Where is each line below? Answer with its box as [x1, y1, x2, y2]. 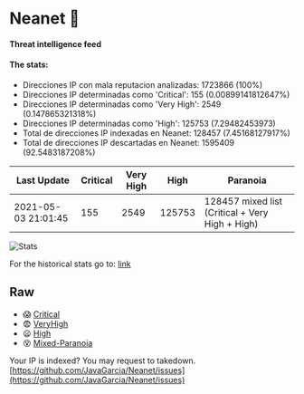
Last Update [16, 174, 71, 187]
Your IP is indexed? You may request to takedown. [9, 355, 196, 366]
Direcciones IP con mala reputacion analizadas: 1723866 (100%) [22, 79, 263, 90]
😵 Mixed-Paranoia [22, 337, 93, 348]
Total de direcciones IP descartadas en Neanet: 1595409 [22, 137, 235, 148]
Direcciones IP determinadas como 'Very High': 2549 [22, 99, 222, 110]
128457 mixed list [204, 195, 283, 207]
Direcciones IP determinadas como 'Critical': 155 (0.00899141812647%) [22, 89, 290, 100]
